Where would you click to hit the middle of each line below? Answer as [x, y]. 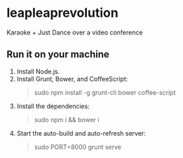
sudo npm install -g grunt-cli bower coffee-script [105, 92]
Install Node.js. [38, 71]
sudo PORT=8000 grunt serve [78, 147]
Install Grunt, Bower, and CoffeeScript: [72, 79]
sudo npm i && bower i [67, 119]
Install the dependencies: [53, 106]
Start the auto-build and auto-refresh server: [81, 133]
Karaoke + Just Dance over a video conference [75, 32]
